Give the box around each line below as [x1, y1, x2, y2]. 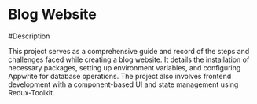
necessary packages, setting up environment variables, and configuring [8, 63, 241, 72]
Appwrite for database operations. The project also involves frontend [8, 71, 232, 81]
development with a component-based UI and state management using [8, 80, 239, 89]
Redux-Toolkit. [8, 88, 55, 97]
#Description [8, 31, 50, 41]
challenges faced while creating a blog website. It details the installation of [8, 55, 250, 64]
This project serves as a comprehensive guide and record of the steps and [8, 46, 250, 56]
